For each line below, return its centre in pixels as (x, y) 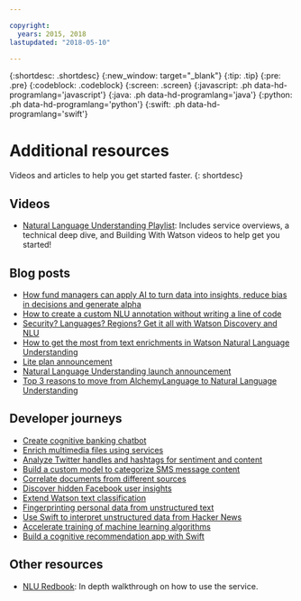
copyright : (30, 25)
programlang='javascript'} (58, 95)
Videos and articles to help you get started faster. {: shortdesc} (126, 176)
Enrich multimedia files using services (93, 450)
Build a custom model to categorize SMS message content (131, 469)
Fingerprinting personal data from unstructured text (118, 507)
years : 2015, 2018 (52, 34)
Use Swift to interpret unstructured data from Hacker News (132, 517)
